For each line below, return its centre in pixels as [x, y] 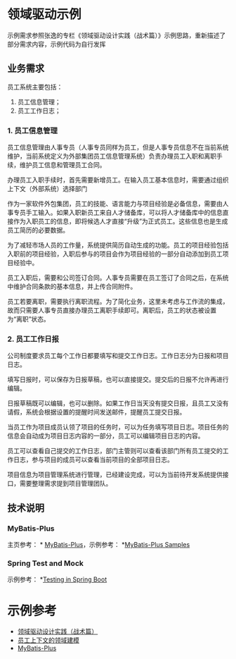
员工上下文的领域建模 [48, 640]
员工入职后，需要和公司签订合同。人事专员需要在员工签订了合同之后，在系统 [118, 278]
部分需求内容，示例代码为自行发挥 [57, 44]
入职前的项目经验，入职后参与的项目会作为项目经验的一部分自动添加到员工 [115, 254]
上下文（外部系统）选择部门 [47, 189]
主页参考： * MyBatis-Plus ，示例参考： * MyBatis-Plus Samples [99, 545]
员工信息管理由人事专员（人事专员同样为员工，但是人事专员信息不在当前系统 [118, 147]
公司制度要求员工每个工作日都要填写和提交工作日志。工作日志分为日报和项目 [118, 356]
